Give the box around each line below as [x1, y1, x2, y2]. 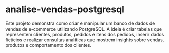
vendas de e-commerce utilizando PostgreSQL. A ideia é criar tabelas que [5, 25, 162, 32]
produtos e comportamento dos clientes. [5, 42, 91, 48]
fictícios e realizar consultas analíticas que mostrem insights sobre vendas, [5, 37, 164, 43]
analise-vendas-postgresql [5, 4, 125, 15]
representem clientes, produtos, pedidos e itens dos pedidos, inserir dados [5, 31, 164, 37]
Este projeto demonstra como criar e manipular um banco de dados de [5, 20, 155, 26]
